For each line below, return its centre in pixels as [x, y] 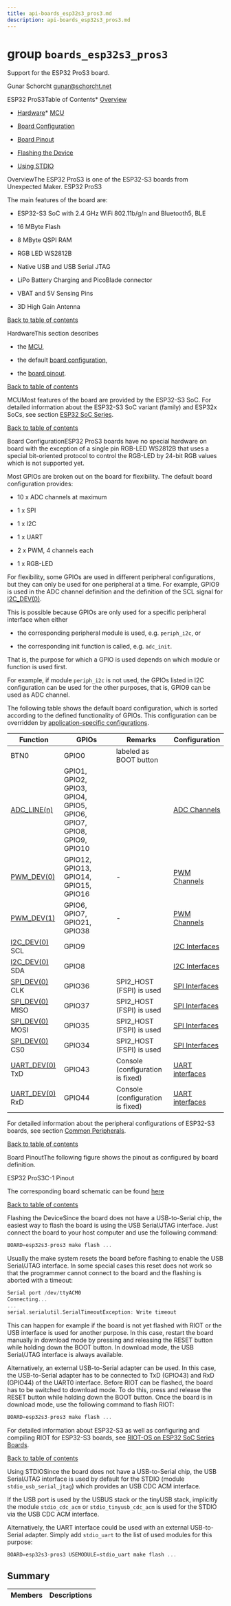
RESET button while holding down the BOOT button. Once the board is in [110, 1397]
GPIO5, [76, 805]
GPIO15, [78, 886]
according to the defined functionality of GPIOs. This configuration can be [112, 715]
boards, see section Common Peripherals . [67, 1131]
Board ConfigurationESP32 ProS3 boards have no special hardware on [107, 442]
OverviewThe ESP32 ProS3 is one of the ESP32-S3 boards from [98, 180]
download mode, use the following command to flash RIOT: [91, 1404]
